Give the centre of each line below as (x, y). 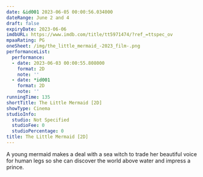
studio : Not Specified (41, 120)
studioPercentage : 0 (38, 131)
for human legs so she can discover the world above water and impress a (98, 161)
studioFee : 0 (28, 126)
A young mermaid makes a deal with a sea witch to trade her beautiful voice (101, 154)
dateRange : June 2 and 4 (38, 18)
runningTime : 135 (28, 97)
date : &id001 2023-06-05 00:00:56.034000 (60, 12)
